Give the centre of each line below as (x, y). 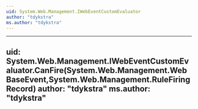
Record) (21, 89)
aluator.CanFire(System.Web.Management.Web (97, 70)
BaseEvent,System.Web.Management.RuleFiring (98, 79)
